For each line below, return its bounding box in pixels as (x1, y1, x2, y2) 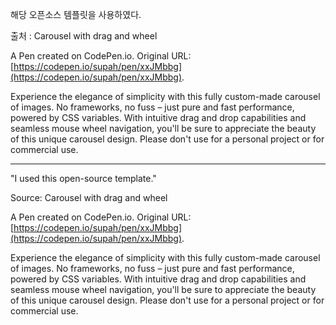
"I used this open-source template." (10, 173, 157, 184)
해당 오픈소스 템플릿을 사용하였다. (10, 9, 142, 20)
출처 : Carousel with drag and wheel (10, 30, 158, 42)
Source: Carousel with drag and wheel (10, 192, 168, 203)
